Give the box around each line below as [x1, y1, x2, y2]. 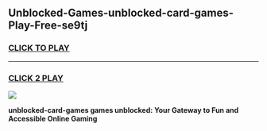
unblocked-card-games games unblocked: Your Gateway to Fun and [8, 105, 239, 114]
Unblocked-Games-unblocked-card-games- [8, 6, 234, 20]
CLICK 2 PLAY [8, 72, 64, 83]
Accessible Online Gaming [8, 114, 98, 123]
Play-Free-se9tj [8, 19, 88, 33]
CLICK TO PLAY [8, 43, 70, 54]
